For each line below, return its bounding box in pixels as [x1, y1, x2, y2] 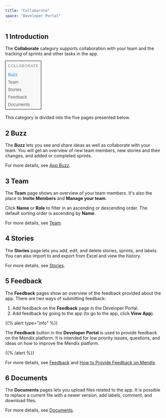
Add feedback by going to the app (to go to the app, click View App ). [12, 310, 155, 316]
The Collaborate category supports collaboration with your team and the [5, 45, 155, 52]
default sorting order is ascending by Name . [5, 210, 96, 216]
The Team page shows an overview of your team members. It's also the [5, 190, 153, 196]
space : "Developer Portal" [5, 13, 61, 18]
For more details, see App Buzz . [5, 162, 71, 169]
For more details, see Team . [5, 219, 62, 226]
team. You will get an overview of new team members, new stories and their [5, 147, 161, 154]
